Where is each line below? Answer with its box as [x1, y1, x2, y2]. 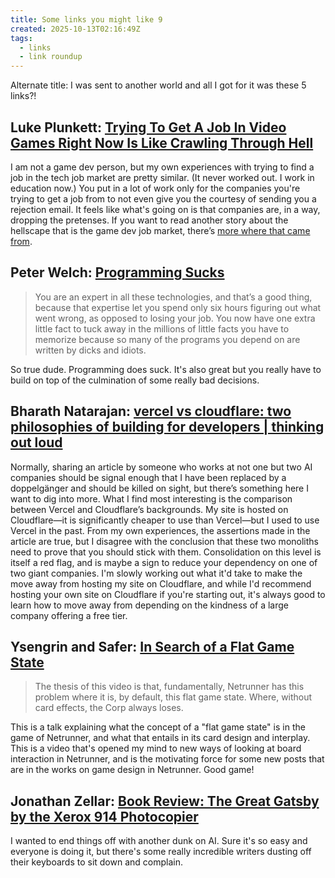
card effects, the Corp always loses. [34, 702, 184, 714]
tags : [10, 33, 33, 43]
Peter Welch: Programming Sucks [10, 264, 225, 281]
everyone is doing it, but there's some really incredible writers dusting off [10, 846, 312, 858]
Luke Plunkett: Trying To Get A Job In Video [10, 119, 287, 136]
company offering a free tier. [10, 609, 128, 621]
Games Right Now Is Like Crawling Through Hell [10, 134, 314, 151]
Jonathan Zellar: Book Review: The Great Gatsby [10, 792, 320, 810]
